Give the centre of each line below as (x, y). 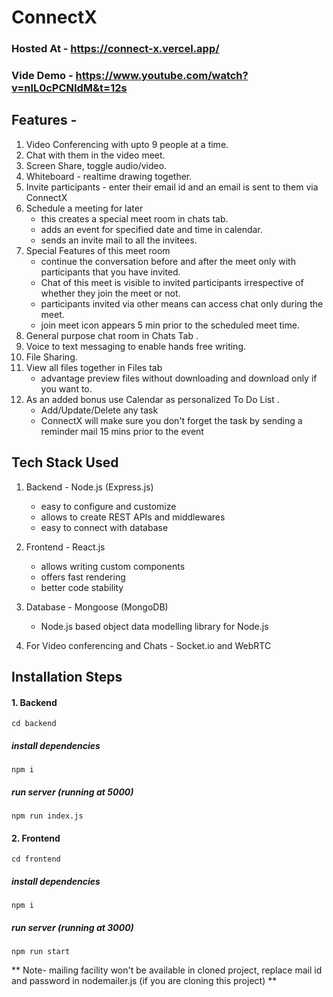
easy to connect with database (104, 527)
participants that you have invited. (110, 272)
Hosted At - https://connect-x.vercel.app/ (115, 49)
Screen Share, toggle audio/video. (96, 165)
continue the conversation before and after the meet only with (168, 261)
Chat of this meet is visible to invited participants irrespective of (172, 282)
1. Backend (34, 702)
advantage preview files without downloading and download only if (179, 378)
